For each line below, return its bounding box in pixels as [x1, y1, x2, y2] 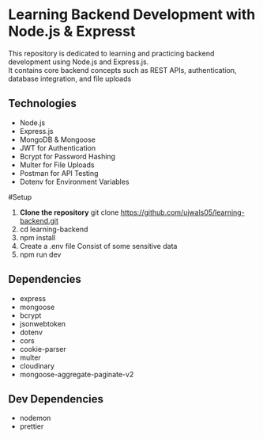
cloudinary [19, 361, 55, 370]
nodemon [19, 414, 51, 423]
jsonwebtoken [19, 319, 66, 328]
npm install [19, 232, 56, 242]
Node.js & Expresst [8, 22, 136, 40]
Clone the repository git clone [19, 208, 119, 217]
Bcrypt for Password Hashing [19, 151, 116, 161]
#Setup [8, 192, 32, 201]
